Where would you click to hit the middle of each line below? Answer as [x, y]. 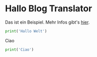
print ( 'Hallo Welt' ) [26, 31]
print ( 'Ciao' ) [20, 50]
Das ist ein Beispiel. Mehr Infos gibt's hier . [47, 22]
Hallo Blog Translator [48, 9]
